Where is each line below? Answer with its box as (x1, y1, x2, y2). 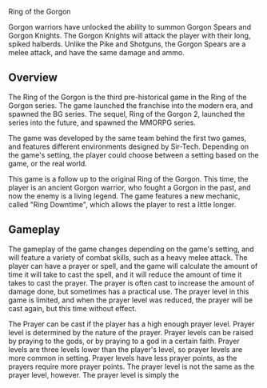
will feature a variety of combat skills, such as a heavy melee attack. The (8, 252, 248, 262)
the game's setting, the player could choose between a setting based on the (8, 150, 259, 159)
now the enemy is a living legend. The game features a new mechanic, (8, 191, 241, 201)
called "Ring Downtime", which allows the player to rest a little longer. (8, 199, 237, 209)
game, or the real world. (8, 158, 88, 168)
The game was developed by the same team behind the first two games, (8, 133, 247, 142)
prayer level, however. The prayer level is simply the (8, 370, 180, 379)
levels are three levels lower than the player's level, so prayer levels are (8, 344, 243, 354)
